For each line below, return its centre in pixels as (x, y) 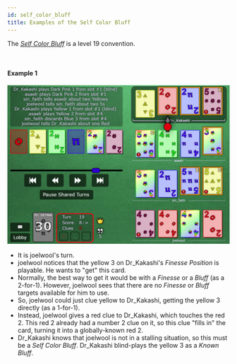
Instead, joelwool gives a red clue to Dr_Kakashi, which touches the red (121, 315)
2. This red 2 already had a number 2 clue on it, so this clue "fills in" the (121, 322)
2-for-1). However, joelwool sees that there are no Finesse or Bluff (113, 285)
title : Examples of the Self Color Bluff (69, 22)
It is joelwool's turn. (46, 255)
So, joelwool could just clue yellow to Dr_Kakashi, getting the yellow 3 (119, 300)
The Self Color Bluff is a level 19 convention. (71, 43)
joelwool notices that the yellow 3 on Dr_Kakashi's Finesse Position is (118, 262)
